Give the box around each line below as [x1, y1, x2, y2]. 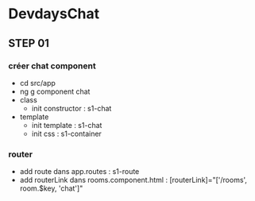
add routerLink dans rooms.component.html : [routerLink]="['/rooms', [19, 176, 248, 185]
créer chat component [8, 60, 97, 72]
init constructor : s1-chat [31, 103, 112, 113]
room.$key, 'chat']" [19, 184, 83, 193]
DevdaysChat [8, 5, 100, 23]
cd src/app [19, 78, 56, 87]
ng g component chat [19, 87, 91, 96]
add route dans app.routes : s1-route [19, 167, 140, 176]
